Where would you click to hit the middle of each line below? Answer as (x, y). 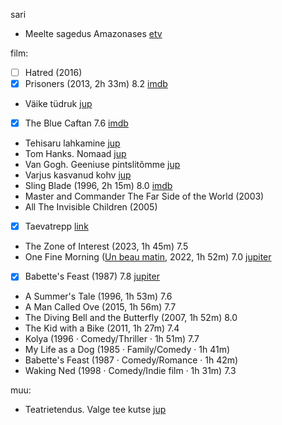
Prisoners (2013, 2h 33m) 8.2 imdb (96, 84)
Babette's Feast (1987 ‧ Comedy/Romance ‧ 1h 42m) (131, 360)
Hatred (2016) (53, 72)
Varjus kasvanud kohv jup (78, 175)
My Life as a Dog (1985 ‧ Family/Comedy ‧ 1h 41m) (127, 350)
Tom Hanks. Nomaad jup (75, 154)
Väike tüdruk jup (58, 104)
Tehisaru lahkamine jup (72, 143)
